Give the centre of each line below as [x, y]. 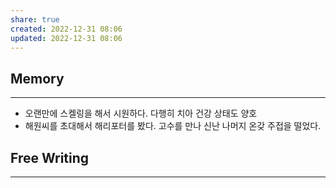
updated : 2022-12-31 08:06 [66, 38]
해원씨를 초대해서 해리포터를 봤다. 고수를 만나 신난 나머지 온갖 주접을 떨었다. [173, 126]
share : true [35, 19]
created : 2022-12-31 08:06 [66, 29]
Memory [37, 78]
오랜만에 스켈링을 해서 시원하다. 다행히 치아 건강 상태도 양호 [141, 113]
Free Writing [50, 157]
